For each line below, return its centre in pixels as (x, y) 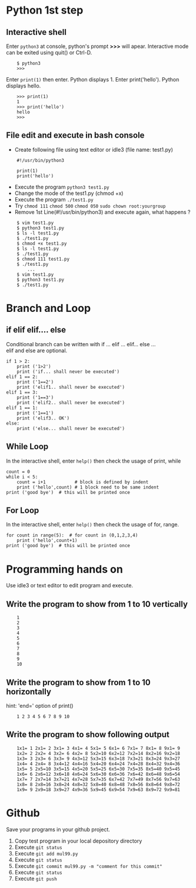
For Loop (23, 511)
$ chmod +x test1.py (42, 243)
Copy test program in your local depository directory (78, 841)
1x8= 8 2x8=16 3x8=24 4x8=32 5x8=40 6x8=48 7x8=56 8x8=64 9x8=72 (99, 784)
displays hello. (24, 86)
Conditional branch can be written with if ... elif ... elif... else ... (81, 344)
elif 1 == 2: (22, 377)
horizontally (29, 692)
